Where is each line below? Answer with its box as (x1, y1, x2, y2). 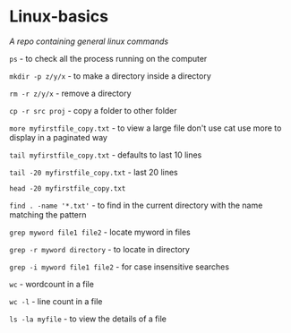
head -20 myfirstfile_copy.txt (9, 184, 126, 193)
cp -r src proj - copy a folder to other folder (9, 105, 177, 115)
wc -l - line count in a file (9, 295, 103, 306)
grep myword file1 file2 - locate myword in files (9, 226, 191, 237)
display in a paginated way (9, 132, 107, 142)
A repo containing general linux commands (9, 36, 168, 47)
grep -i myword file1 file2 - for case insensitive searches (9, 261, 230, 272)
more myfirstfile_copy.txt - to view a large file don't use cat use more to (9, 123, 282, 133)
